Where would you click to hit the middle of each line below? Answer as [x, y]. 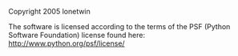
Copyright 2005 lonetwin [49, 11]
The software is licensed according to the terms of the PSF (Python [119, 26]
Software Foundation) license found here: [77, 35]
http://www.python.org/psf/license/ [67, 43]
